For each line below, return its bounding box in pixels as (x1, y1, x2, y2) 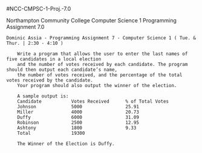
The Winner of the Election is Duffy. (17, 141, 115, 147)
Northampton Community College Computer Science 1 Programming (6, 17, 177, 24)
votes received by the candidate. (6, 77, 94, 83)
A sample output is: (17, 93, 69, 99)
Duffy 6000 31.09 (17, 114, 139, 120)
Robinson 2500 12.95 (17, 120, 139, 126)
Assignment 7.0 (6, 24, 45, 30)
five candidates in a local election (6, 56, 102, 62)
